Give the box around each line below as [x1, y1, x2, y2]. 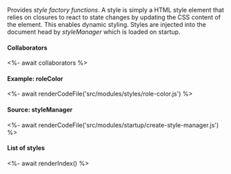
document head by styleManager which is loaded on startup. [7, 28, 181, 36]
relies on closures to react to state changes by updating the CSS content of [7, 13, 221, 21]
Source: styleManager [7, 106, 73, 113]
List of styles [7, 144, 46, 152]
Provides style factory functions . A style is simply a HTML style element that [7, 6, 224, 14]
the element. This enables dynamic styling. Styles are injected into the [7, 21, 207, 28]
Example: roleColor [7, 74, 63, 83]
